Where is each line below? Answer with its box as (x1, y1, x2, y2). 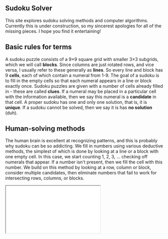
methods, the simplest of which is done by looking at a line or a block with (5, 148, 159, 154)
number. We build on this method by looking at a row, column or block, (5, 164, 151, 170)
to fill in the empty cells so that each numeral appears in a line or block (5, 78, 152, 84)
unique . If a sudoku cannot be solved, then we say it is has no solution (5, 104, 152, 110)
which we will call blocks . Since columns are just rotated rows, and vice (5, 62, 154, 68)
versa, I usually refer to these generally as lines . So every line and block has (5, 67, 163, 73)
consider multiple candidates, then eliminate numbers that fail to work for (5, 170, 157, 176)
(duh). (5, 109, 18, 115)
